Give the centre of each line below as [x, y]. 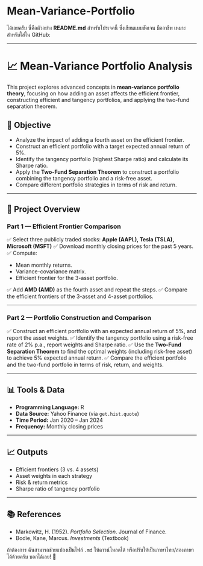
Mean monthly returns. [44, 265]
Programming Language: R [50, 407]
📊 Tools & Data [36, 390]
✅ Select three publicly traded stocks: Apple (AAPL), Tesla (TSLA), [90, 240]
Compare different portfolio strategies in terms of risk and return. [96, 185]
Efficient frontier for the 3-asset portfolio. [67, 278]
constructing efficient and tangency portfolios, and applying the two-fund [98, 100]
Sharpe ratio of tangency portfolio [58, 489]
